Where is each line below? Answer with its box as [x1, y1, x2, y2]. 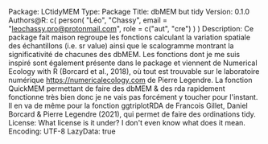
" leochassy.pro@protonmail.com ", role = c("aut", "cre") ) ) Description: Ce [8, 24, 254, 33]
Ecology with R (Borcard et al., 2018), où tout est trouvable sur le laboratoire [8, 67, 260, 76]
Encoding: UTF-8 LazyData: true [8, 126, 116, 136]
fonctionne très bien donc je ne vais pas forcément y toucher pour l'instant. [8, 93, 258, 101]
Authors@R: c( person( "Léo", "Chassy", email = [8, 15, 167, 25]
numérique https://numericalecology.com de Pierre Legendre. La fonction [8, 76, 253, 84]
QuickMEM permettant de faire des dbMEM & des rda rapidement [8, 84, 225, 93]
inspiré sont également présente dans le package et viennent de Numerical [8, 58, 258, 68]
